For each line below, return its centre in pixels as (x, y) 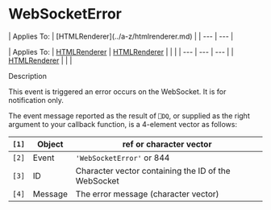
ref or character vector (167, 144)
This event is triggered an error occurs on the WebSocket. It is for (117, 91)
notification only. (36, 100)
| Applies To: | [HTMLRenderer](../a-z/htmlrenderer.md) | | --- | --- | (121, 36)
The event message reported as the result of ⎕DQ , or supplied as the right (129, 115)
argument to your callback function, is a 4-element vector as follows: (123, 124)
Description (27, 76)
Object (50, 144)
